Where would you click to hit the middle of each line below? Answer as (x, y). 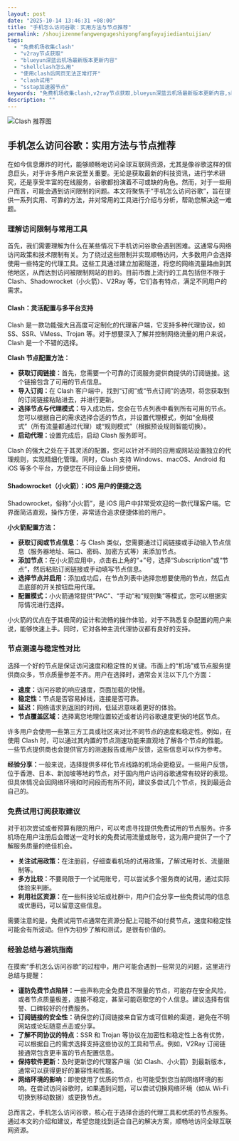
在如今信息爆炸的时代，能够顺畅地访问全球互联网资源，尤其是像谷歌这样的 (116, 164)
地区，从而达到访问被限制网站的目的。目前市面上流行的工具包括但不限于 (119, 273)
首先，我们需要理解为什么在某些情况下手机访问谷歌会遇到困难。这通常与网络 (119, 246)
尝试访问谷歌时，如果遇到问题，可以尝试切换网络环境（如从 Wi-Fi (133, 1088)
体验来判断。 (36, 888)
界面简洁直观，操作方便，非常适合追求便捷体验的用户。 (88, 512)
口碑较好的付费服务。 (62, 1009)
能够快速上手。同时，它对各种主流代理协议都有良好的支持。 (107, 629)
